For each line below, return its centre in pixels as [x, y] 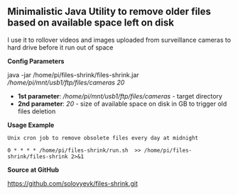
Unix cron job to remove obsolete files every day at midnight [103, 138]
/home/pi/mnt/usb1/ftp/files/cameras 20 [66, 82]
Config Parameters [36, 61]
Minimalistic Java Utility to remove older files [109, 12]
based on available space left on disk [91, 23]
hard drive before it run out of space [60, 47]
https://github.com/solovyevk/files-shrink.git [73, 183]
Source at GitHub [33, 169]
